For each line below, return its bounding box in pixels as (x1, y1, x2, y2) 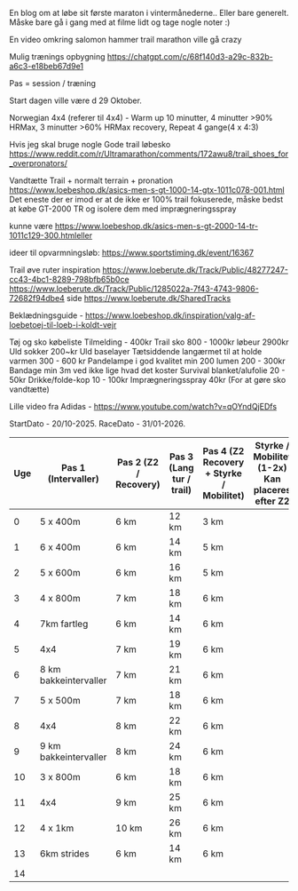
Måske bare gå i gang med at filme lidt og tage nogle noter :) (9, 17, 231, 28)
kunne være (9, 221, 53, 231)
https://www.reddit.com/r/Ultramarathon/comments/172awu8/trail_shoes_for (9, 148, 289, 159)
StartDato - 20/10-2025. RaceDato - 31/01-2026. (9, 418, 186, 429)
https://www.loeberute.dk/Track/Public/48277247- (102, 265, 288, 274)
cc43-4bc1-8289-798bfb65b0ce (9, 274, 130, 284)
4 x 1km (39, 822, 74, 834)
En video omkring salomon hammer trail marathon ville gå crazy (9, 35, 242, 44)
